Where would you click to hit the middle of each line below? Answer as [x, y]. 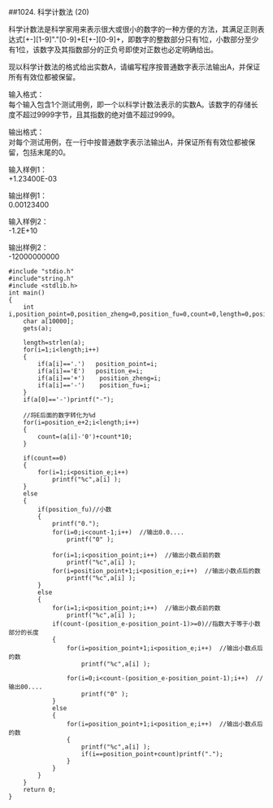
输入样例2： [28, 221]
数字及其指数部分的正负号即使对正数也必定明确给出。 [128, 50]
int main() [27, 293]
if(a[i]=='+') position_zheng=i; [100, 378]
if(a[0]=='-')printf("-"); [69, 400]
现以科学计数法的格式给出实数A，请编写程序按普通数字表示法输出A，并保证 [134, 67]
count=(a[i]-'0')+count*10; [85, 437]
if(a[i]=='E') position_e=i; [91, 371]
